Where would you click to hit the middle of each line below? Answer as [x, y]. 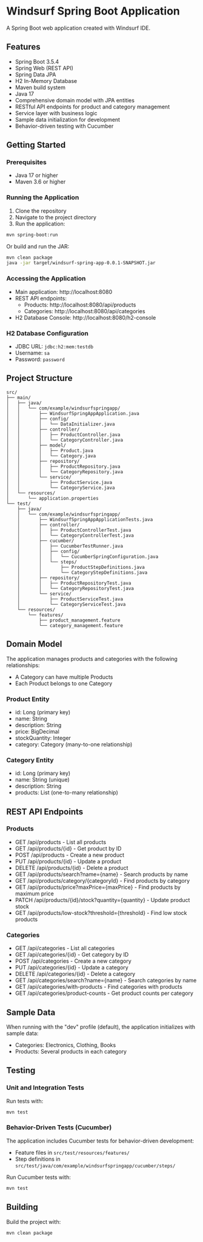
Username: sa [32, 353]
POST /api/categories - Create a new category [73, 961]
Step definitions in [38, 1159]
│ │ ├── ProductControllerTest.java [74, 530]
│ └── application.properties [52, 498]
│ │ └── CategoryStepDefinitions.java [82, 573]
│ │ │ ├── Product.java [50, 450]
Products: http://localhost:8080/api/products [80, 305]
